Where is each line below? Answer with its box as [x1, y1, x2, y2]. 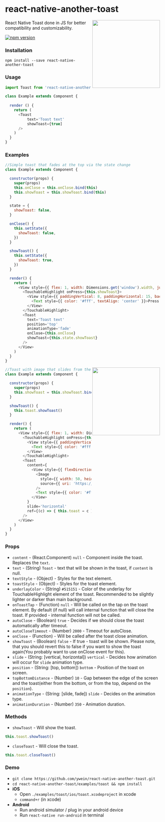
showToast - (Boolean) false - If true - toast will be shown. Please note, [12, 638, 156, 644]
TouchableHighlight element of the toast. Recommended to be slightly [12, 591, 154, 597]
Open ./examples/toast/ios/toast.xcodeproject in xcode [19, 791, 137, 797]
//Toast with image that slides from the [5, 367, 91, 372]
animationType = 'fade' [27, 326, 71, 331]
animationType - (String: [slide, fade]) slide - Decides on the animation [12, 690, 156, 696]
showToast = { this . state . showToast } [27, 335, 98, 341]
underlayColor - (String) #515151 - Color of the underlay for [12, 586, 132, 592]
